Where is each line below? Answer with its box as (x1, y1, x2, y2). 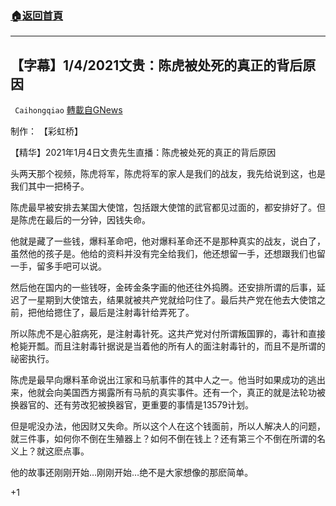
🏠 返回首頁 (10, 8, 64, 22)
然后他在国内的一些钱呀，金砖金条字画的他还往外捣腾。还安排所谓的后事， (10, 282, 317, 294)
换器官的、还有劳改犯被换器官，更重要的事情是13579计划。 (10, 399, 255, 411)
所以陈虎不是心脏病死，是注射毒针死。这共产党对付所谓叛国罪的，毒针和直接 (10, 328, 326, 340)
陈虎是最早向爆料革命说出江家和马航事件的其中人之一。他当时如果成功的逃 (10, 374, 317, 386)
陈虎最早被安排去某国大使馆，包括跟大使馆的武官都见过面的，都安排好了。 (10, 202, 317, 214)
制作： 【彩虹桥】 (10, 125, 83, 137)
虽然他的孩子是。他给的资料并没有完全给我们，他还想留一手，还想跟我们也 (10, 248, 317, 260)
